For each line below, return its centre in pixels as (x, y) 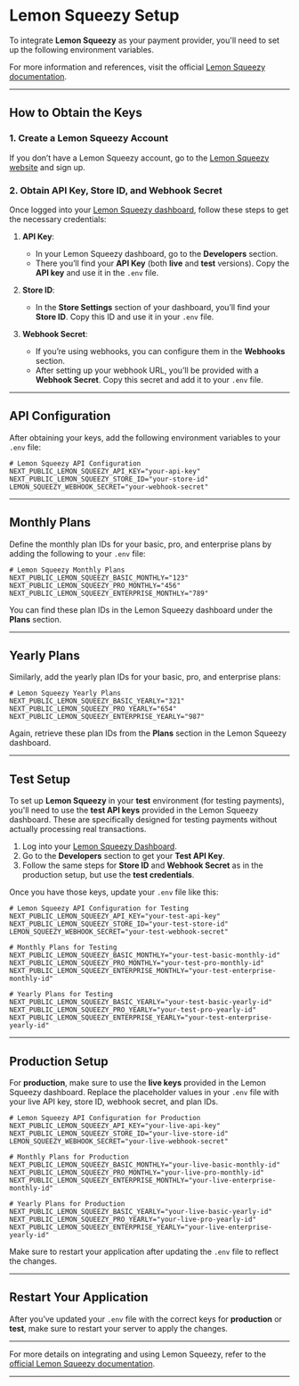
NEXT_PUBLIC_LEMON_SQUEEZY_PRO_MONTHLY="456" (95, 585)
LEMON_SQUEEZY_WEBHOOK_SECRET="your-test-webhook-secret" (119, 932)
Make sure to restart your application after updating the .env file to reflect (144, 1251)
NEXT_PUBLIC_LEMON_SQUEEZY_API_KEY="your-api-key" (105, 471)
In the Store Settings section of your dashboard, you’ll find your (153, 307)
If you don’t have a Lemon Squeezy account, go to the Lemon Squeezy (139, 158)
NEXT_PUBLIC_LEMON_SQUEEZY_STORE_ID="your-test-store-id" (119, 924)
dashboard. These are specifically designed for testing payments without (143, 820)
